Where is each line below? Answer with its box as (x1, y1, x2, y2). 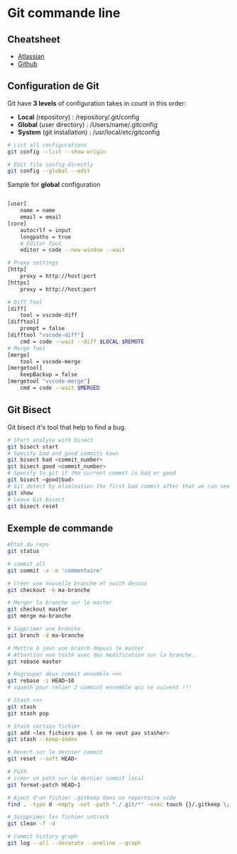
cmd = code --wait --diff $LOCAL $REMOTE (20, 338, 144, 345)
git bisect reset (7, 503, 59, 510)
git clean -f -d (7, 820, 55, 828)
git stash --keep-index (7, 736, 78, 743)
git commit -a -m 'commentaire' (7, 566, 103, 574)
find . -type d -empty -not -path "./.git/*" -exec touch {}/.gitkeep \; (7, 801, 231, 808)
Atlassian (17, 52, 45, 60)
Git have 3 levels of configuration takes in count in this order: (7, 99, 187, 107)
